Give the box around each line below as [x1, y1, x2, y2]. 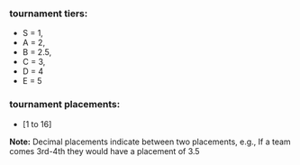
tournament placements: [9, 98, 121, 111]
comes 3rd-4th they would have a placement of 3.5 [9, 145, 200, 156]
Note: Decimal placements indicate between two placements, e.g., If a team [9, 136, 291, 147]
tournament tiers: [9, 7, 88, 20]
